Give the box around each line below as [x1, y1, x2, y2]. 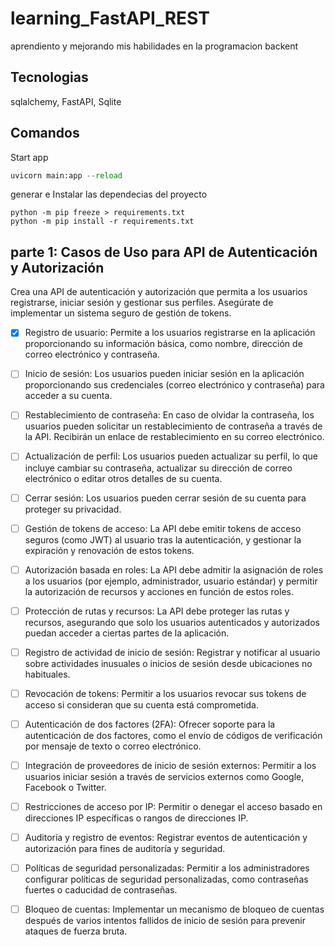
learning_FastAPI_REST [10, 7, 210, 30]
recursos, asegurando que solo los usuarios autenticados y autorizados [24, 616, 320, 628]
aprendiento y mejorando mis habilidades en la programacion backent [10, 40, 299, 52]
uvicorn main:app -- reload [10, 170, 123, 181]
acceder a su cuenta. [24, 390, 113, 402]
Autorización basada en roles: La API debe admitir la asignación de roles [24, 563, 324, 576]
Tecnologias [10, 69, 89, 86]
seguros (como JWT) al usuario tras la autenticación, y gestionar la [24, 533, 302, 546]
